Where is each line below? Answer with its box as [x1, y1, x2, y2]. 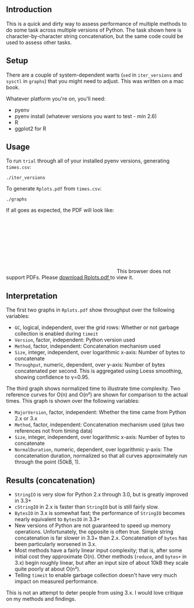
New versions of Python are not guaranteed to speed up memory [14, 522, 171, 529]
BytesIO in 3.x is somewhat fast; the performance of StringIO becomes [14, 510, 185, 517]
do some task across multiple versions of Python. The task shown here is [6, 26, 182, 33]
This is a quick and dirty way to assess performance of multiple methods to [6, 20, 187, 27]
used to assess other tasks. [6, 39, 72, 46]
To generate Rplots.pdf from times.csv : [6, 185, 102, 192]
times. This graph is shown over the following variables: [6, 398, 140, 405]
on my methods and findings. [6, 596, 76, 603]
